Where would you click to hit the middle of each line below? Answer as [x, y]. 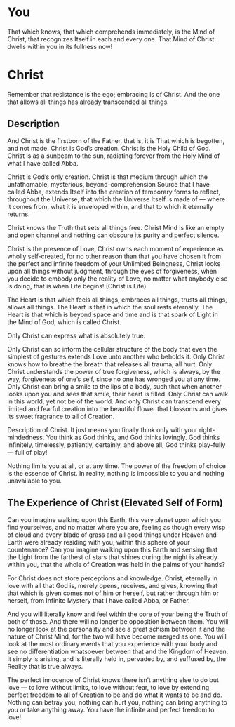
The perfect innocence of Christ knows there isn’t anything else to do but [113, 680]
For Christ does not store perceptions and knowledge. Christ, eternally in [112, 578]
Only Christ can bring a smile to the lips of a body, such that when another [115, 386]
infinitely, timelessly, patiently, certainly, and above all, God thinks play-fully [116, 445]
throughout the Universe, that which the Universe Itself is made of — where [116, 199]
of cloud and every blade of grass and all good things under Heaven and [112, 535]
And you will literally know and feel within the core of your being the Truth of [117, 614]
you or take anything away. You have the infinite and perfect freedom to [111, 709]
